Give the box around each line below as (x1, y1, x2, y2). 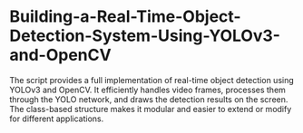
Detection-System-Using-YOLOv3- (9, 25, 281, 46)
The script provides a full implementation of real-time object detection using (9, 74, 295, 85)
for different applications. (9, 113, 104, 124)
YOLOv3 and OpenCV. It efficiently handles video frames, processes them (9, 84, 286, 95)
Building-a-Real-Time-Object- (9, 6, 242, 27)
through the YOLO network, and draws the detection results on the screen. (9, 93, 288, 105)
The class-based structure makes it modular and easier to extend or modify (9, 103, 292, 114)
